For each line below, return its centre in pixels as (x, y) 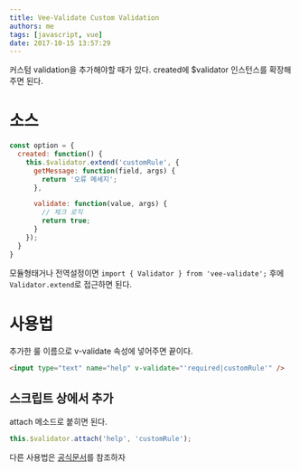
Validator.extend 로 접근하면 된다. (71, 284)
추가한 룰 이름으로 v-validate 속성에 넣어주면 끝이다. (101, 351)
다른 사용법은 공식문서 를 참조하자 (68, 457)
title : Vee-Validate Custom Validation (84, 18)
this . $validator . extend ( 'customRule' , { (103, 162)
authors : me (32, 26)
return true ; (66, 221)
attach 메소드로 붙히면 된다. (58, 422)
